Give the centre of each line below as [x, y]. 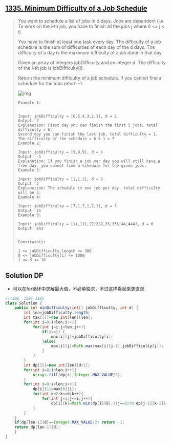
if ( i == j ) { [53, 332]
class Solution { [24, 303]
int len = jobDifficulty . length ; [57, 313]
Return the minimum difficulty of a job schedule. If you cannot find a [90, 78]
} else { [49, 341]
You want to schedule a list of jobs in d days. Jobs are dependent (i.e [91, 21]
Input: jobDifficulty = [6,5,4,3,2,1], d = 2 [67, 116]
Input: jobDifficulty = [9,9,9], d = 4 [60, 152]
